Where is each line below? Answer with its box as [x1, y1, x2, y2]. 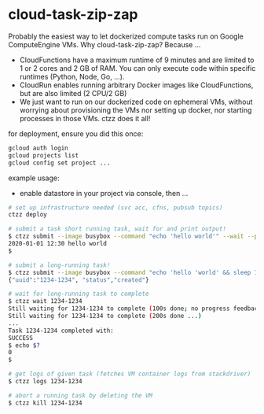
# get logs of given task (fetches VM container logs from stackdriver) [8, 370, 251, 379]
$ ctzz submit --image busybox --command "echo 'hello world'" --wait [8, 232, 244, 241]
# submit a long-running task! [8, 261, 111, 269]
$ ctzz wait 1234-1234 [8, 298, 82, 305]
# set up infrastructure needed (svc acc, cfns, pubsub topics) [8, 203, 223, 212]
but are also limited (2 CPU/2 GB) [19, 88, 127, 98]
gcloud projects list [8, 151, 79, 159]
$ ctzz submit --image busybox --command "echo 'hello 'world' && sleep [8, 268, 251, 276]
